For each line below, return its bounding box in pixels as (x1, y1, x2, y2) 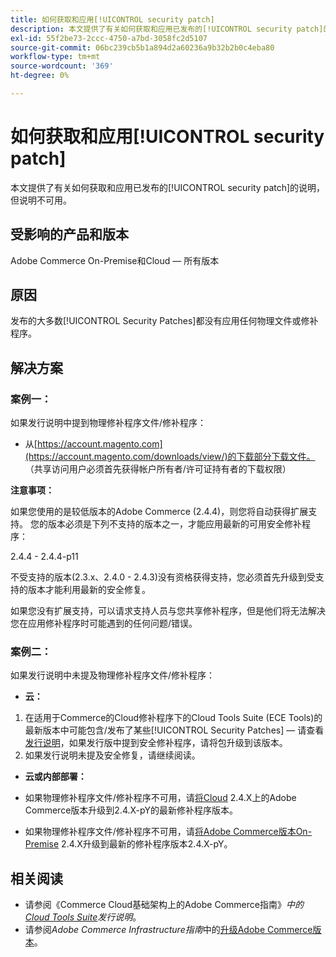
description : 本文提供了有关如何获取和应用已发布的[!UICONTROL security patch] (10, 24, 324, 34)
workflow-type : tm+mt (10, 52, 101, 62)
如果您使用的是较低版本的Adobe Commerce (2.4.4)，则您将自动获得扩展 (10, 506, 309, 518)
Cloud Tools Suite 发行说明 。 (24, 911, 142, 923)
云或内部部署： (24, 771, 87, 783)
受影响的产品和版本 (10, 226, 129, 243)
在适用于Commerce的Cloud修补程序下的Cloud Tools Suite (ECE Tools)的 (24, 712, 323, 724)
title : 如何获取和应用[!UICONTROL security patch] (10, 14, 215, 25)
